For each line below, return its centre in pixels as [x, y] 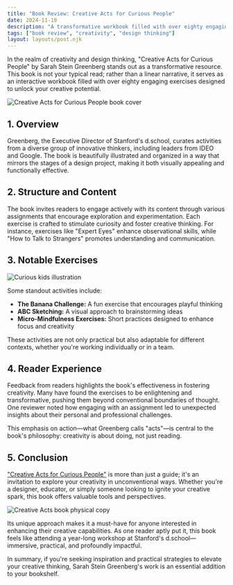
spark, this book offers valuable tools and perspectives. [87, 497]
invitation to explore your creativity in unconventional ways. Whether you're [115, 482]
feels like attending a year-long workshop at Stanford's [86, 538]
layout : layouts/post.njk [44, 40]
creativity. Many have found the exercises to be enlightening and [100, 393]
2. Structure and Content [62, 192]
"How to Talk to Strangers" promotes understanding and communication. [111, 238]
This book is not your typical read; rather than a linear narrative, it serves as [115, 74]
